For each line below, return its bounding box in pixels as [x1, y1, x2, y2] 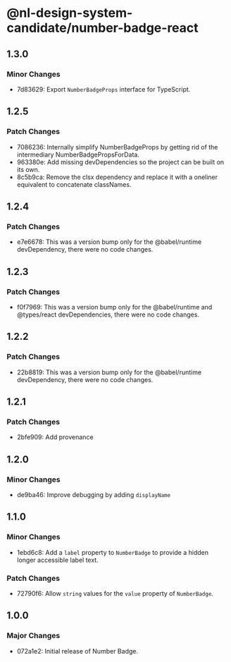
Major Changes [6, 631, 61, 641]
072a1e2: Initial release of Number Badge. [16, 646, 139, 655]
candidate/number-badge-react [6, 20, 199, 36]
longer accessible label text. [16, 556, 99, 564]
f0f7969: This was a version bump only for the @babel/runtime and [16, 302, 213, 311]
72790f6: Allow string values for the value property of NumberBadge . [16, 589, 214, 597]
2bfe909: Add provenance [16, 433, 94, 441]
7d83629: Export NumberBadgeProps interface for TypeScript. [16, 85, 191, 93]
